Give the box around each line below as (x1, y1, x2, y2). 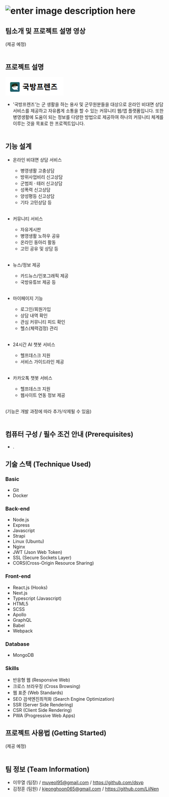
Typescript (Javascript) (12, 595, 62, 601)
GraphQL (12, 617, 32, 623)
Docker (12, 492, 29, 499)
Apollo (12, 612, 26, 618)
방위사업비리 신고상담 (20, 174, 63, 180)
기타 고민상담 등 (20, 199, 52, 205)
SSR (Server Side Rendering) (12, 702, 74, 708)
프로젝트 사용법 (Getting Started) (5, 729, 107, 737)
